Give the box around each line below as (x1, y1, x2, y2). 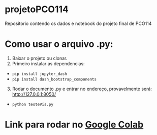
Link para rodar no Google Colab (5, 119, 144, 130)
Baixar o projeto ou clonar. (12, 55, 68, 61)
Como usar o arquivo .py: (5, 38, 113, 50)
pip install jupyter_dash (12, 71, 67, 76)
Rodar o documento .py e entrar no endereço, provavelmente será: (12, 86, 152, 92)
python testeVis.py (12, 102, 54, 107)
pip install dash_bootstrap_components (12, 76, 97, 82)
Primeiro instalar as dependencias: (12, 60, 85, 67)
